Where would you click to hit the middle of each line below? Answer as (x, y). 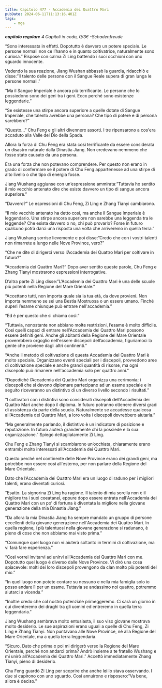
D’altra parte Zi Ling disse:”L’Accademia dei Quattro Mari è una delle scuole (80, 281)
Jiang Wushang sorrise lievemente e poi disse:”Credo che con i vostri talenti (81, 238)
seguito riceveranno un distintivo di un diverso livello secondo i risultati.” (77, 390)
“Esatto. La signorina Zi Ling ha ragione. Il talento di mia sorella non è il (75, 493)
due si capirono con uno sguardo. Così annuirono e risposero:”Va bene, (76, 676)
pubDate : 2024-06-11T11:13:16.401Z (41, 14)
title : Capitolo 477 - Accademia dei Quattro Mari (57, 9)
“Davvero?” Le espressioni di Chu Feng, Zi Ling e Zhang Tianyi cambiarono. (80, 203)
